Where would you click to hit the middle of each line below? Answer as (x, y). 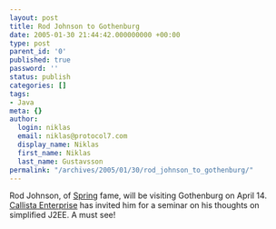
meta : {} (26, 111)
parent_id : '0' (38, 52)
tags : (20, 94)
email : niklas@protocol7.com (73, 136)
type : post (30, 43)
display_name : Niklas (59, 144)
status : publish (40, 77)
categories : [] (38, 85)
